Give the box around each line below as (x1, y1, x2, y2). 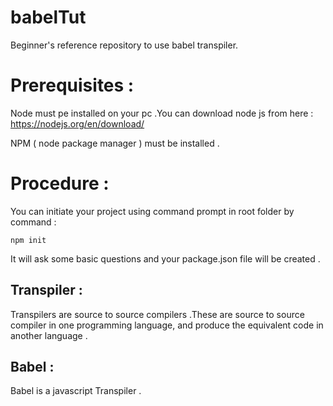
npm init (10, 235, 47, 245)
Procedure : (10, 172, 110, 195)
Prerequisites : (10, 74, 135, 97)
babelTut (10, 6, 87, 29)
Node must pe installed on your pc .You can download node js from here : (10, 107, 314, 119)
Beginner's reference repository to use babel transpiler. (10, 39, 239, 51)
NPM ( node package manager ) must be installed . (10, 137, 220, 149)
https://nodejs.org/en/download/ (10, 117, 145, 130)
